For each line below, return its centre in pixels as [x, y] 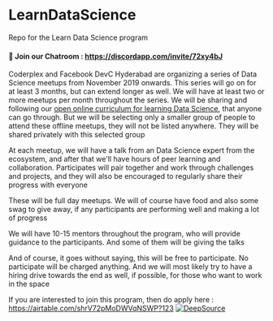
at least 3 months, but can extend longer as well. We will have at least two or [136, 92]
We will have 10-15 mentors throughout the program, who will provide [125, 234]
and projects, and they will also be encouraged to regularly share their [126, 176]
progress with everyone [48, 185]
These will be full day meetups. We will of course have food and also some [134, 201]
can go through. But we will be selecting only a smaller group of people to [132, 117]
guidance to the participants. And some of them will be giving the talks [127, 242]
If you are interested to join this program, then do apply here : [111, 300]
